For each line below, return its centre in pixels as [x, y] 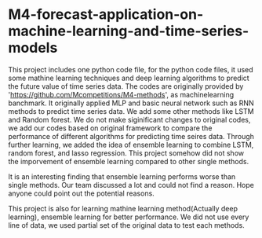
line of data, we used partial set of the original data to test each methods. [126, 225]
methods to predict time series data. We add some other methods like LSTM [131, 111]
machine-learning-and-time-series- [129, 31]
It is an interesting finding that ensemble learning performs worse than [122, 176]
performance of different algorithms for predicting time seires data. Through [131, 136]
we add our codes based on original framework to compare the [110, 128]
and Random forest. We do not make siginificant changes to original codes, [129, 119]
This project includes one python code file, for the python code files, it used [131, 69]
